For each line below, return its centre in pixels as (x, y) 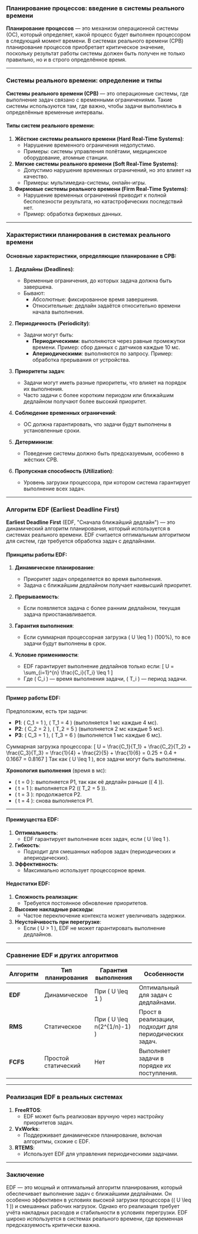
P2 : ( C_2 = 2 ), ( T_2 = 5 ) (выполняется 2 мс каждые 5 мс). (89, 728)
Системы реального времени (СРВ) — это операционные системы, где (97, 93)
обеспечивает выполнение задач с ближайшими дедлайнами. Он (89, 1193)
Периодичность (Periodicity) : (52, 323)
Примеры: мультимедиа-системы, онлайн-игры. (85, 182)
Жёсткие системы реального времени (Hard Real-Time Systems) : (99, 138)
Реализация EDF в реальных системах (65, 1097)
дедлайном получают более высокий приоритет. (85, 401)
